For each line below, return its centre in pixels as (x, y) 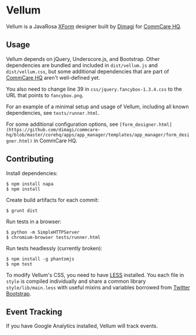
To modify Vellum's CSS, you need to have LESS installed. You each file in (95, 275)
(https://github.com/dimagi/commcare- (53, 129)
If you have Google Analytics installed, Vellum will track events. (82, 326)
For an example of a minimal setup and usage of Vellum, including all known (97, 107)
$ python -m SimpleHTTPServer (43, 232)
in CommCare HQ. (56, 141)
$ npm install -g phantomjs (40, 259)
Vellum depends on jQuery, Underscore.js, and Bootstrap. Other (83, 59)
